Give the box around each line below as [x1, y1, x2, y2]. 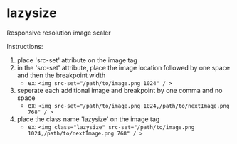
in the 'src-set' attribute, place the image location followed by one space [16, 63, 231, 72]
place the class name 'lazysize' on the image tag [16, 115, 160, 123]
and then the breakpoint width [16, 71, 106, 79]
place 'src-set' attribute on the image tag [16, 55, 138, 65]
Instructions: [6, 42, 43, 50]
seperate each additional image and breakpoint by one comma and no [16, 86, 223, 94]
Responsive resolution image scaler [6, 28, 111, 37]
